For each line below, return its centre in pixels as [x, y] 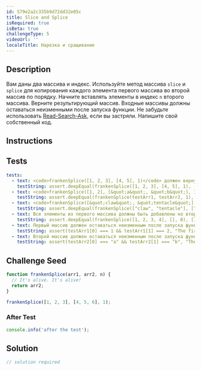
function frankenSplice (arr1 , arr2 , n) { [59, 275]
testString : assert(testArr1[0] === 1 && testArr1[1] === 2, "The [101, 231]
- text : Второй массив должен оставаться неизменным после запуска [98, 236]
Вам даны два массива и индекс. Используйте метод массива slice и [96, 84]
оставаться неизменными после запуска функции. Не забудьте [87, 109]
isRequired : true [28, 23]
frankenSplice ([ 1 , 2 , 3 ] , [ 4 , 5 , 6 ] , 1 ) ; [59, 302]
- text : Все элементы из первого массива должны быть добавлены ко [98, 214]
